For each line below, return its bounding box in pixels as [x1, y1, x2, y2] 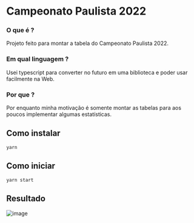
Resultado [6, 193, 45, 204]
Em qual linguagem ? [6, 55, 69, 63]
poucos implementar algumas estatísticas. [6, 111, 112, 118]
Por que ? [6, 90, 35, 98]
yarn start [6, 177, 34, 183]
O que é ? [6, 26, 35, 35]
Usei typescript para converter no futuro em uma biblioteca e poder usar [6, 69, 188, 76]
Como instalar [6, 128, 61, 139]
